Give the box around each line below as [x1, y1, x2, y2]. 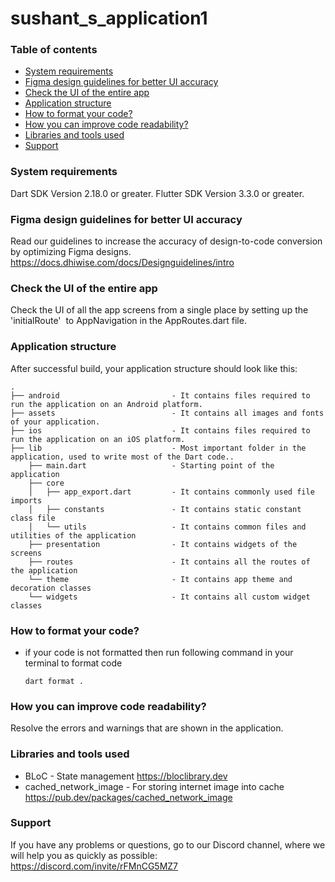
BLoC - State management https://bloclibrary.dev [24, 770, 228, 782]
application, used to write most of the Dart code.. [10, 452, 235, 462]
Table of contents [10, 43, 98, 57]
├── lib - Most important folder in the [10, 443, 307, 453]
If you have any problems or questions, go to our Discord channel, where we [10, 838, 326, 851]
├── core [28, 478, 65, 488]
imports [10, 495, 43, 506]
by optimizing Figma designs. [10, 246, 132, 258]
